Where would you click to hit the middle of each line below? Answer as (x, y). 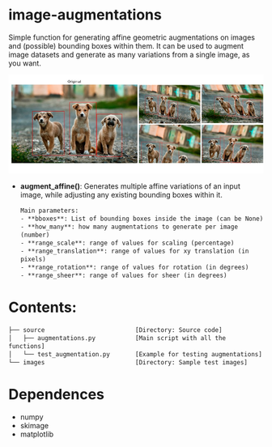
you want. (25, 63)
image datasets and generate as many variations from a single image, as (129, 54)
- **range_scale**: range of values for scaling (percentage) (127, 243)
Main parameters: (49, 211)
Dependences (57, 394)
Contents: (42, 307)
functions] (27, 346)
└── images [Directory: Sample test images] (128, 362)
